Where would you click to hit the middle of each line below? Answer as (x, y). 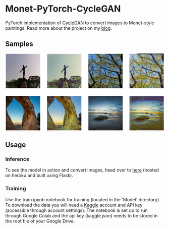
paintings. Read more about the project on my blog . (59, 28)
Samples (19, 44)
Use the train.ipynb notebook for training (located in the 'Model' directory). (83, 199)
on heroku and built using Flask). (39, 176)
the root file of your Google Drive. (40, 221)
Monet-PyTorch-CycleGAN (63, 9)
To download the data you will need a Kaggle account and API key (74, 205)
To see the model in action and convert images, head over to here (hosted (82, 170)
